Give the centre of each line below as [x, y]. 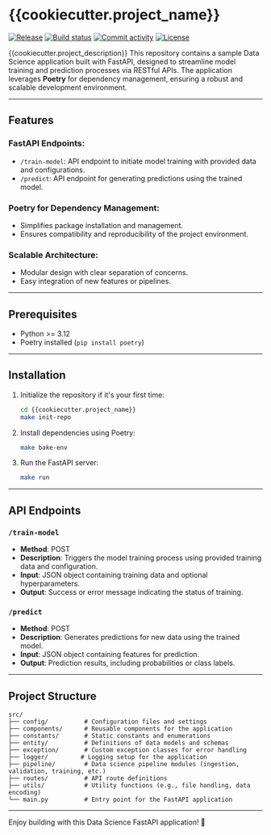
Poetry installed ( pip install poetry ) [82, 342]
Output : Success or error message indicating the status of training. [131, 592]
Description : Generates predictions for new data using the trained [130, 638]
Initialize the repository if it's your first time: [92, 395]
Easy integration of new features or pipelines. [96, 282]
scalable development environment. [68, 87]
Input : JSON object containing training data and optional [114, 575]
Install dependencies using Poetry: [77, 432]
